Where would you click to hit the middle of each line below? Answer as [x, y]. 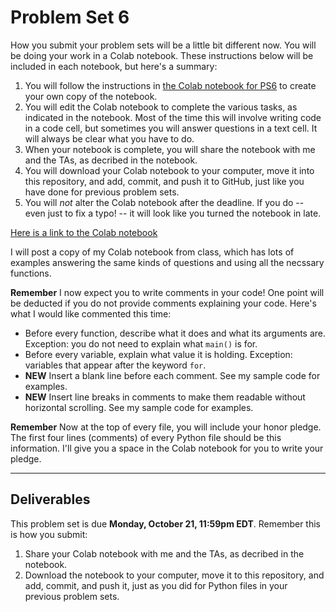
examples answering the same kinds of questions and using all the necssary [167, 262]
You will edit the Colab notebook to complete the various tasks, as [161, 107]
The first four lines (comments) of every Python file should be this [146, 437]
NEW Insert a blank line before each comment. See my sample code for [172, 375]
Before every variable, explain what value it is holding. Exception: [158, 354]
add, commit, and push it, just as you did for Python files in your [156, 585]
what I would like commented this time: [91, 313]
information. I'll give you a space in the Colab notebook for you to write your [167, 448]
